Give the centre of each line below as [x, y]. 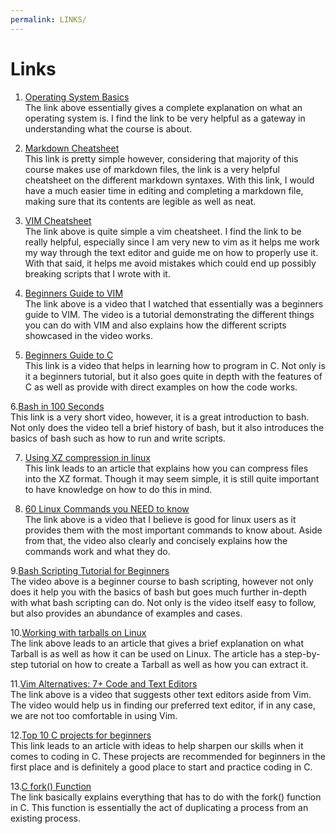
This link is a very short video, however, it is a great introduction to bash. [160, 417]
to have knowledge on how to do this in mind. [118, 489]
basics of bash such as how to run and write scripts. [118, 438]
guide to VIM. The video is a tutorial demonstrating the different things [169, 314]
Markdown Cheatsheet [72, 148]
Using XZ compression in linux [87, 457]
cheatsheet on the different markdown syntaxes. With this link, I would [169, 180]
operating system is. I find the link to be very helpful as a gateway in [165, 118]
